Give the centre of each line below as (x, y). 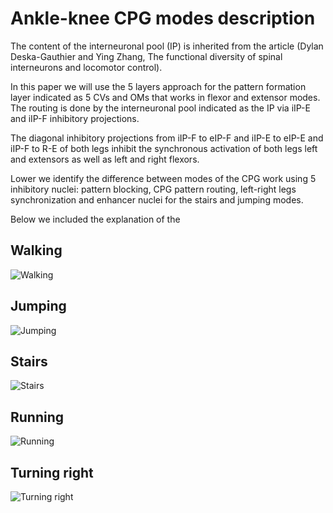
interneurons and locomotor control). (86, 67)
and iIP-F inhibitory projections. (75, 118)
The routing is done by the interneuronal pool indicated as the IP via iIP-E (160, 108)
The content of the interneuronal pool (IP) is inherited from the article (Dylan (167, 46)
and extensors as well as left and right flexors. (105, 159)
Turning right (52, 472)
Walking (36, 250)
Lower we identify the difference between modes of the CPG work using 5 (163, 178)
